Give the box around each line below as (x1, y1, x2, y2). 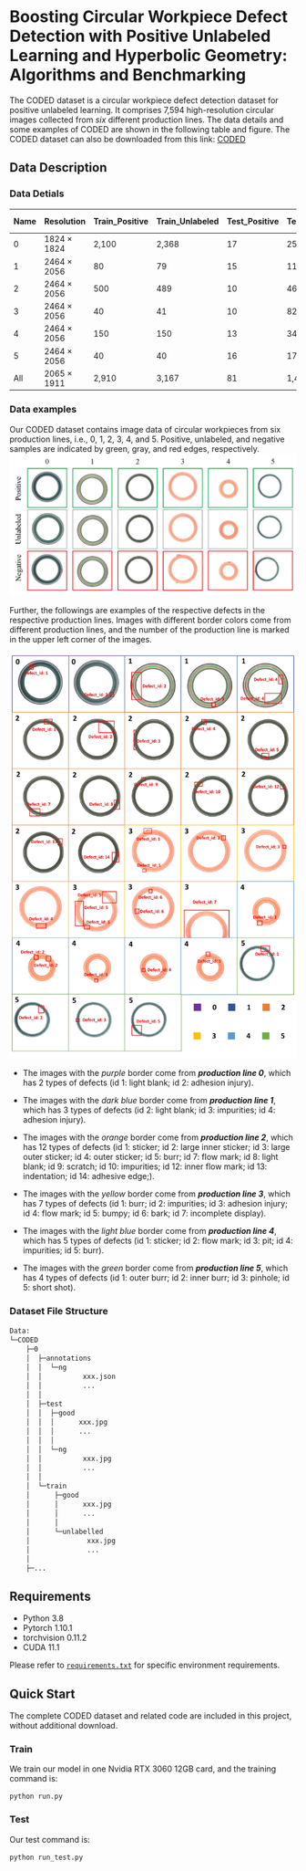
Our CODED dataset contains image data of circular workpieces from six (9, 423, 281, 434)
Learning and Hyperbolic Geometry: (9, 46, 289, 66)
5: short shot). (22, 1282, 76, 1293)
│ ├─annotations (25, 1354, 92, 1364)
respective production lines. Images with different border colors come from (9, 614, 291, 626)
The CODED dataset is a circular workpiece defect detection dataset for (9, 94, 280, 106)
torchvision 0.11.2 (22, 1632, 87, 1644)
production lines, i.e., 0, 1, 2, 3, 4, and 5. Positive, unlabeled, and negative (9, 434, 285, 444)
